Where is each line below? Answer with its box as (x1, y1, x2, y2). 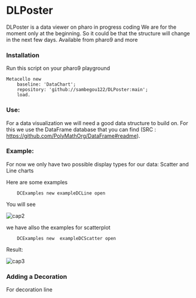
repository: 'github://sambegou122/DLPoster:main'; (17, 87, 148, 93)
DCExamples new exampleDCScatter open (17, 235, 117, 241)
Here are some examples (6, 178, 68, 186)
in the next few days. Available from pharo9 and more (6, 36, 138, 43)
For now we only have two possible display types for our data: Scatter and (6, 160, 189, 168)
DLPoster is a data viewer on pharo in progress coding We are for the (6, 23, 177, 31)
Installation (6, 51, 40, 59)
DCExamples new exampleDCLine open (17, 190, 106, 196)
